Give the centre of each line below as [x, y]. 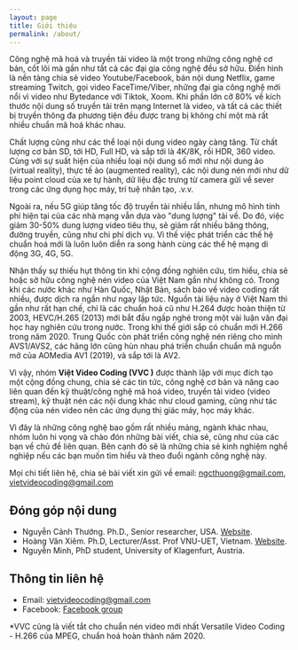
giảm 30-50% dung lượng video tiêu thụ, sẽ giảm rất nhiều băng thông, [139, 225]
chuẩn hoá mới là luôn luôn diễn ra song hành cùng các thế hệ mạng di [139, 244]
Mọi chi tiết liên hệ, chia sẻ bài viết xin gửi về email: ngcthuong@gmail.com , [148, 473]
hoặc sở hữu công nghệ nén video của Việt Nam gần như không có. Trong [145, 280]
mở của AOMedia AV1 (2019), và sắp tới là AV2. [95, 356]
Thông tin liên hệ [57, 579]
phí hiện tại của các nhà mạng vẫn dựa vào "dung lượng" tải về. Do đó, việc [147, 216]
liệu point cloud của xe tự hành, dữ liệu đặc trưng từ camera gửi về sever [142, 180]
